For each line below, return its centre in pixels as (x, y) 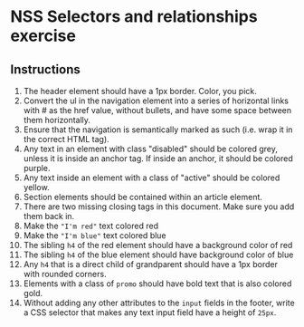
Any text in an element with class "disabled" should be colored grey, (151, 149)
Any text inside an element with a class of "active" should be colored (152, 178)
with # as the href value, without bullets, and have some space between (157, 110)
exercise (43, 36)
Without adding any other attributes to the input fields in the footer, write (159, 303)
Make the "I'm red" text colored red (91, 226)
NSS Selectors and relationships (134, 17)
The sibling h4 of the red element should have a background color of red (158, 245)
